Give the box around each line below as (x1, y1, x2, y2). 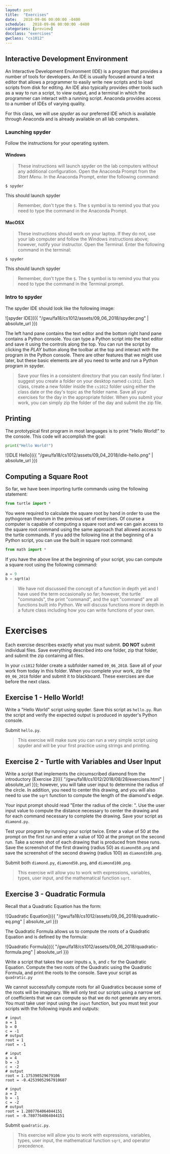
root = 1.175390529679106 (5, 1073, 60, 1078)
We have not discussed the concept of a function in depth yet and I (17, 585, 158, 591)
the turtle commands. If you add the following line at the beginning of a (5, 532, 154, 538)
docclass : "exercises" (5, 31, 53, 36)
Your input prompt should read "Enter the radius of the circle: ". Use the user (5, 802, 165, 808)
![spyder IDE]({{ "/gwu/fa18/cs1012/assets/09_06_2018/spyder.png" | (5, 315, 149, 321)
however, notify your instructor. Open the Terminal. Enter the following (17, 241, 165, 248)
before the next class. (5, 678, 51, 684)
